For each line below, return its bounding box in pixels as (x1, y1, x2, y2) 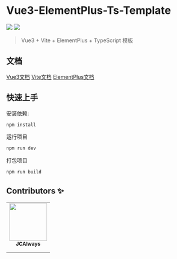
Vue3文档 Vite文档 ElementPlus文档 (6, 73, 95, 80)
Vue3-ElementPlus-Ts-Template (6, 4, 172, 17)
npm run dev (6, 145, 36, 151)
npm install (6, 122, 36, 128)
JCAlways (16, 240, 41, 247)
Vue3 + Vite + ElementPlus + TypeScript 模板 (20, 37, 134, 44)
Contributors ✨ (6, 186, 64, 196)
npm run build (6, 169, 42, 175)
